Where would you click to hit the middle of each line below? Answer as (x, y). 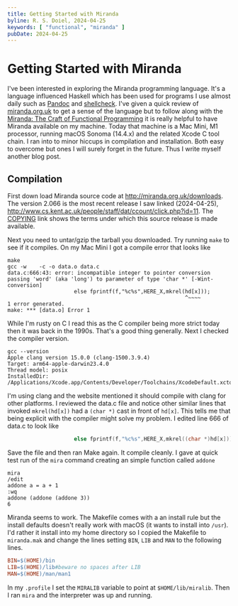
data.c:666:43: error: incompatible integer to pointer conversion (109, 273)
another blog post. (34, 156)
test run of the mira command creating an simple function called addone (111, 460)
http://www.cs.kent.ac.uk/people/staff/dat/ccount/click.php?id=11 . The (110, 211)
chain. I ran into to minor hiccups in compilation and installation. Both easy (116, 141)
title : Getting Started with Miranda (63, 14)
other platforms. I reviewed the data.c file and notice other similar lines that (117, 403)
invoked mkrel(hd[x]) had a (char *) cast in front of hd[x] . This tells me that (119, 411)
